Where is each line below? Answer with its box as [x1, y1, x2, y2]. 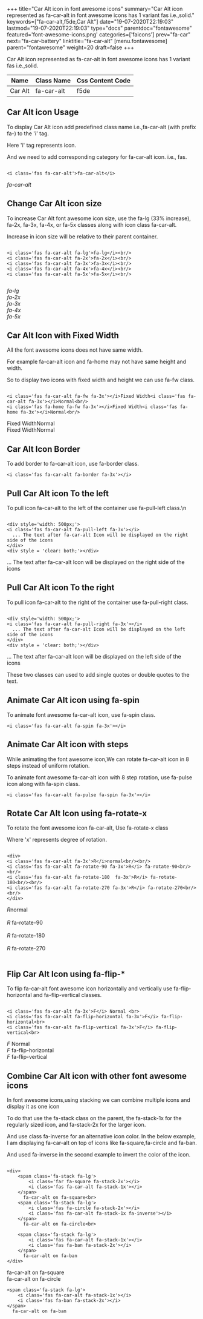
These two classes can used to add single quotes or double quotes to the [7, 671, 190, 678]
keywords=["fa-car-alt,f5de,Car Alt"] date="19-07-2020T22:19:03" [7, 18, 174, 25]
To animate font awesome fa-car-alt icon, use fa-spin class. [7, 711, 156, 718]
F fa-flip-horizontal [7, 1047, 54, 1054]
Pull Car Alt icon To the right [7, 582, 115, 593]
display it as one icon [7, 1103, 60, 1110]
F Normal [7, 1040, 30, 1048]
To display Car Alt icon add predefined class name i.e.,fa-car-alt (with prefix [7, 123, 196, 130]
